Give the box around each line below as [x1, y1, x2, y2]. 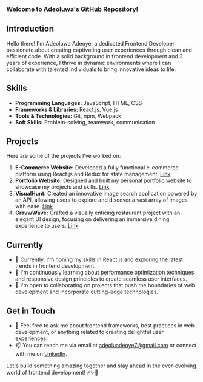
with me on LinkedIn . [15, 350, 68, 357]
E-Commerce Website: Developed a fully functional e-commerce [15, 164, 179, 171]
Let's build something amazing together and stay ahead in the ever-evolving [6, 362, 197, 369]
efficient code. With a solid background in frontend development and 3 [6, 52, 183, 60]
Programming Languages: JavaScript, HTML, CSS [15, 99, 142, 106]
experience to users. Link [15, 222, 79, 230]
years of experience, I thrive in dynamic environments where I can [6, 59, 171, 66]
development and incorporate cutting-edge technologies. [15, 288, 159, 296]
